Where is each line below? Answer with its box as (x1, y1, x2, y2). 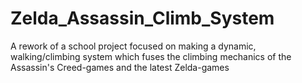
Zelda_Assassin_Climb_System (10, 7, 275, 30)
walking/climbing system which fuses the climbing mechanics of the (10, 50, 292, 62)
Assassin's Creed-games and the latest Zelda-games (10, 61, 230, 73)
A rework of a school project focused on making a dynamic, (10, 40, 257, 52)
